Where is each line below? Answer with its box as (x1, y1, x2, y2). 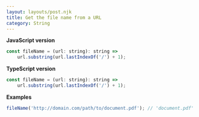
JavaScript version (6, 37, 55, 44)
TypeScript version (6, 65, 56, 73)
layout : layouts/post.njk (6, 8, 72, 15)
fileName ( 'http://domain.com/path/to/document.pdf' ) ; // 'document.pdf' (6, 105, 194, 111)
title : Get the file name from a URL (6, 15, 102, 21)
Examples (6, 93, 32, 101)
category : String (6, 20, 50, 26)
